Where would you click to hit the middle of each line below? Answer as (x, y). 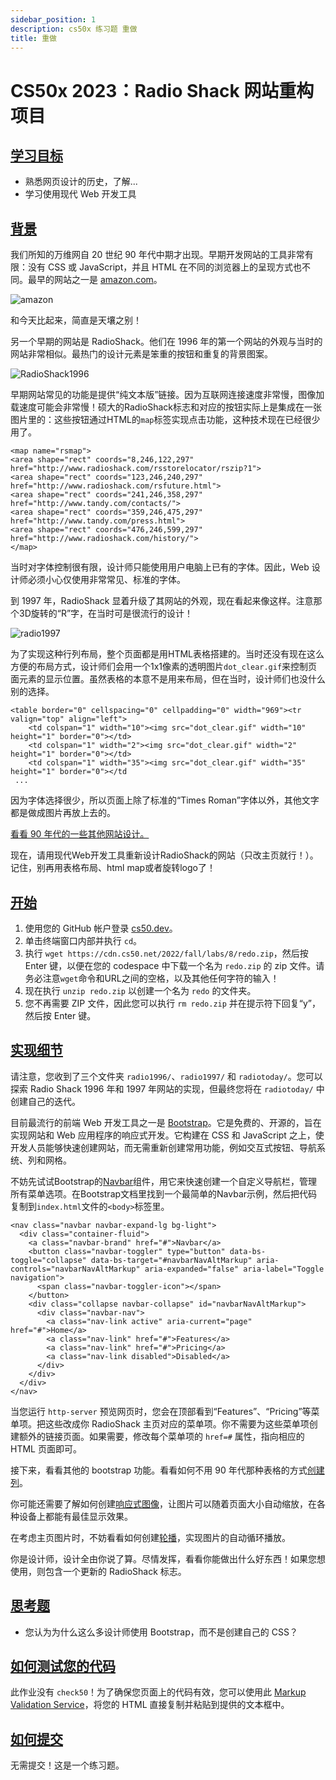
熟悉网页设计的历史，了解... (81, 182)
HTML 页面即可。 (46, 1448)
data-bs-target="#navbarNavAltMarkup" (171, 1260)
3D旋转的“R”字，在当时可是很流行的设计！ (106, 613)
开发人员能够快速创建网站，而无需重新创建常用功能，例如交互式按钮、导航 (163, 1147)
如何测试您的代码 (63, 1666)
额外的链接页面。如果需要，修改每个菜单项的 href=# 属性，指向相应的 (161, 1436)
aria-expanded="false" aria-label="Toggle (234, 1269)
